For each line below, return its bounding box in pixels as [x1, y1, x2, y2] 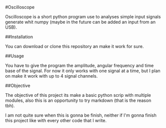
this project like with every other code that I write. [5, 118, 107, 123]
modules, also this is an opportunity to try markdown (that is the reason [5, 97, 152, 103]
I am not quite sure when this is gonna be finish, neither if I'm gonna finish [5, 112, 157, 118]
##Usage [5, 53, 24, 59]
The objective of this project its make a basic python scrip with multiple [5, 92, 152, 98]
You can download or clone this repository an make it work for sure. [5, 43, 144, 49]
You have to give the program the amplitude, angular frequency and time [5, 63, 154, 68]
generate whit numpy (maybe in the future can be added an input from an [5, 19, 156, 25]
